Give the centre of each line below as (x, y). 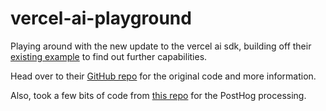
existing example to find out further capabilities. (109, 56)
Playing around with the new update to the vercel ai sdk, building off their (161, 46)
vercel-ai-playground (101, 18)
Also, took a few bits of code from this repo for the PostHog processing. (158, 95)
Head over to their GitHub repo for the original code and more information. (163, 76)
